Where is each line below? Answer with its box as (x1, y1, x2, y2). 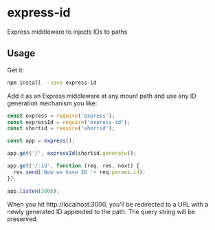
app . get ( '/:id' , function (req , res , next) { (7, 163, 139, 169)
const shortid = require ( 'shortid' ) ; (7, 125, 115, 132)
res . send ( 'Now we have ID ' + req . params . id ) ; (13, 169, 146, 176)
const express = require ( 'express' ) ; (7, 112, 115, 119)
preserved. (7, 215, 38, 223)
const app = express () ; (7, 138, 76, 145)
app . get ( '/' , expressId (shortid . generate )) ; (7, 150, 137, 157)
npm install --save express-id (7, 79, 97, 86)
